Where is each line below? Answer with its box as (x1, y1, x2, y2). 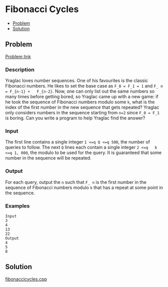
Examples (5, 202, 30, 209)
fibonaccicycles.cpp (5, 276, 47, 282)
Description (5, 66, 35, 73)
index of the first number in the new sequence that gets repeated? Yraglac (5, 104, 159, 110)
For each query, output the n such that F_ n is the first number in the (5, 179, 147, 185)
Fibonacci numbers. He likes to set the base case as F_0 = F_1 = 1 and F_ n (5, 83, 163, 89)
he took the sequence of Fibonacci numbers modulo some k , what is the (5, 99, 155, 105)
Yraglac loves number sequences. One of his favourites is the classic (5, 78, 148, 84)
